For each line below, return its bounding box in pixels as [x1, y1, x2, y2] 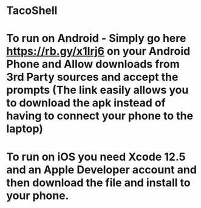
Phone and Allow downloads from [6, 57, 180, 71]
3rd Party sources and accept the [6, 71, 179, 84]
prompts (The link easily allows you [6, 83, 189, 97]
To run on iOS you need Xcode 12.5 [6, 150, 186, 164]
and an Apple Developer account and [6, 162, 197, 176]
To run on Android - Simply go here [6, 32, 186, 46]
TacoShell [6, 4, 58, 18]
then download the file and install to [6, 176, 191, 189]
